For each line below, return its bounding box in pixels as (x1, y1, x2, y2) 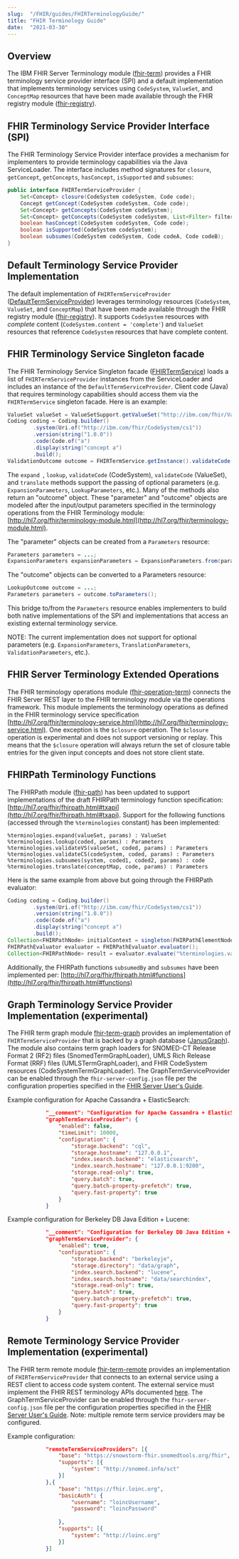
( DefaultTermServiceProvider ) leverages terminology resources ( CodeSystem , (7, 297, 231, 305)
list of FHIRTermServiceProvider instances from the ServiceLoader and (7, 374, 213, 383)
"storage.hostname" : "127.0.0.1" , (70, 1149, 174, 1156)
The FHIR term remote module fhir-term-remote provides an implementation (7, 1365, 230, 1374)
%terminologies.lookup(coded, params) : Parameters (7, 838, 164, 845)
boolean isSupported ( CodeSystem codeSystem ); (20, 226, 158, 234)
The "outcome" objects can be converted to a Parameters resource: (7, 571, 206, 579)
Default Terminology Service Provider (7, 260, 179, 272)
